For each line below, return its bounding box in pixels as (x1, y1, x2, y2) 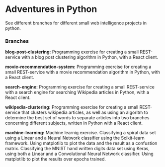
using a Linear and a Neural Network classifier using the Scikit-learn (5, 135, 145, 141)
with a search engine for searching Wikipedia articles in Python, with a (5, 89, 150, 95)
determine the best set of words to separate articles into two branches (5, 115, 150, 121)
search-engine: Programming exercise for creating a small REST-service (5, 84, 155, 90)
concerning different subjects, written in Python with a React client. (5, 120, 143, 126)
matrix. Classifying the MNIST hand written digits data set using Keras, (5, 146, 150, 152)
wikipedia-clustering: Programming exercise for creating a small (5, 104, 139, 110)
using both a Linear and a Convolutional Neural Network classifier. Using (5, 151, 154, 157)
